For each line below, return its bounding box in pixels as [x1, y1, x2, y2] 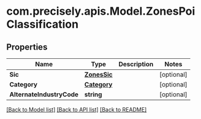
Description [118, 60, 154, 68]
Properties [6, 42, 48, 52]
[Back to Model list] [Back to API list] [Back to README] [6, 106, 147, 113]
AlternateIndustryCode [9, 90, 78, 99]
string [84, 90, 102, 99]
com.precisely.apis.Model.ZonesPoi [6, 4, 195, 18]
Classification [6, 17, 78, 31]
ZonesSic [84, 71, 113, 79]
